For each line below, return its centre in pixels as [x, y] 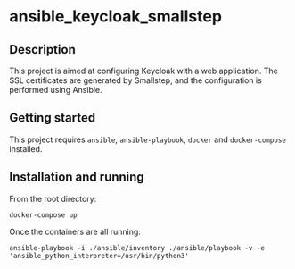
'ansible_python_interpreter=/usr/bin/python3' [99, 256]
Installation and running [77, 177]
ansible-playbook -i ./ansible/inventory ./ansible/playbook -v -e [137, 248]
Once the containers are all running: [75, 231]
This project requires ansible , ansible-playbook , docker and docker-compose [148, 139]
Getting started [53, 118]
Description [42, 50]
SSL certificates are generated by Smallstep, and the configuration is [136, 80]
